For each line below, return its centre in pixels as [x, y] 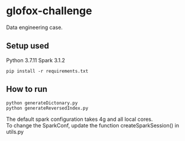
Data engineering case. [35, 27]
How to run [27, 89]
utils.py [15, 132]
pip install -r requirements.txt [47, 71]
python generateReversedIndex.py [47, 108]
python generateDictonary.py [42, 103]
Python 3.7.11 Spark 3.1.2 [36, 60]
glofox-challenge [49, 11]
